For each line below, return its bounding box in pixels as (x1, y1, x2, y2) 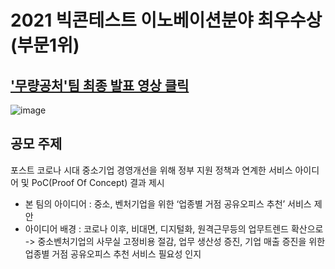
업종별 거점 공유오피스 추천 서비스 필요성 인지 (24, 247, 202, 260)
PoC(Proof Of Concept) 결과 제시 (31, 176, 165, 188)
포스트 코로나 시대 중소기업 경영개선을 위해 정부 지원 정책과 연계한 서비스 (10, 164, 293, 176)
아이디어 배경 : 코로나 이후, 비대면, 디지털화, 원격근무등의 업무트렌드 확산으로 (24, 222, 324, 235)
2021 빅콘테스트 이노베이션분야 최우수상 (10, 9, 323, 32)
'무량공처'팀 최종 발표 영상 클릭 (10, 77, 190, 94)
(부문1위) (10, 34, 80, 57)
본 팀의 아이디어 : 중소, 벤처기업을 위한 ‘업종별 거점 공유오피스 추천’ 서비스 (24, 197, 312, 210)
